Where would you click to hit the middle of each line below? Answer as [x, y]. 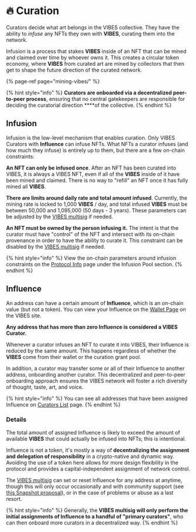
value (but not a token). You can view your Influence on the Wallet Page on [96, 309]
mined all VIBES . [26, 187]
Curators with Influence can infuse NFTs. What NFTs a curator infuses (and [97, 144]
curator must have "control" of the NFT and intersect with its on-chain [90, 234]
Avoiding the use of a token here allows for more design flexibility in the [92, 462]
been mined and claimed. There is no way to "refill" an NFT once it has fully [97, 180]
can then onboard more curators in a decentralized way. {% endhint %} [92, 523]
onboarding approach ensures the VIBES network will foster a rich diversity [97, 381]
